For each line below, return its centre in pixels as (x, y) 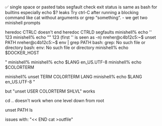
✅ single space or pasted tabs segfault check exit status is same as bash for (81, 7)
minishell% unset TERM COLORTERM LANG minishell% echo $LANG (74, 77)
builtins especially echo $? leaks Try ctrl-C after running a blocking (72, 12)
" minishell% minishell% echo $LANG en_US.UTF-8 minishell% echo (73, 62)
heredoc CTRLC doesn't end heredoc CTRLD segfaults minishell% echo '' (79, 32)
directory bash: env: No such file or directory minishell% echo (67, 47)
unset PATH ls (19, 110)
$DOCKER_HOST (22, 53)
